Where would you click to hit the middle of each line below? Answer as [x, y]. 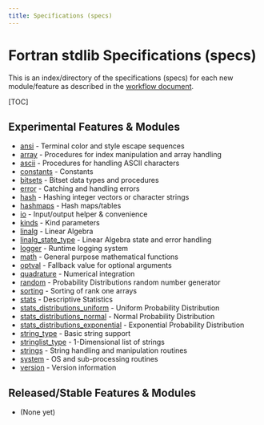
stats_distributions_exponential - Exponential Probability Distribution [132, 325]
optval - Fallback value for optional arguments [96, 265]
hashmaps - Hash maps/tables [70, 206]
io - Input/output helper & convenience [84, 214]
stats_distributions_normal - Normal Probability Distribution [117, 317]
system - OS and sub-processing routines [89, 359]
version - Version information [68, 368]
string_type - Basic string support [75, 334]
